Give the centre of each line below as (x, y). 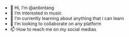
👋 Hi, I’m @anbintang (32, 8)
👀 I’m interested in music (36, 13)
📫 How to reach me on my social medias (53, 29)
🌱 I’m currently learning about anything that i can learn (67, 18)
